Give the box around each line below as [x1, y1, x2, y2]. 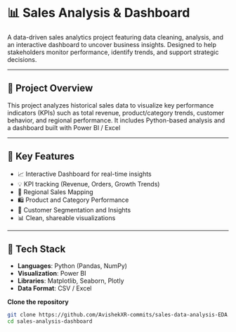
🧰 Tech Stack [7, 243, 66, 255]
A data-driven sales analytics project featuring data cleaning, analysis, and [7, 32, 223, 41]
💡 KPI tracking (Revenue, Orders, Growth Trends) [17, 179, 160, 188]
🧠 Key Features [7, 151, 75, 162]
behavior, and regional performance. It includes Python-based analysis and [7, 116, 225, 124]
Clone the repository [7, 298, 69, 306]
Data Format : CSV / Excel [17, 284, 92, 293]
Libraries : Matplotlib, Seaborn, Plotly [17, 276, 124, 285]
